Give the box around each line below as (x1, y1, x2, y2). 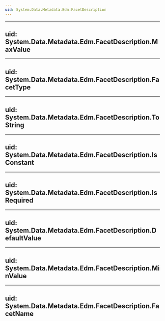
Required (5, 196, 33, 204)
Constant (5, 158, 34, 167)
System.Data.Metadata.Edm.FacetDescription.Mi (5, 264, 160, 272)
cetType (5, 83, 31, 91)
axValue (5, 45, 31, 54)
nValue (5, 271, 27, 280)
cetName (5, 309, 34, 318)
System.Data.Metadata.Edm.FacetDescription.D (5, 227, 157, 235)
